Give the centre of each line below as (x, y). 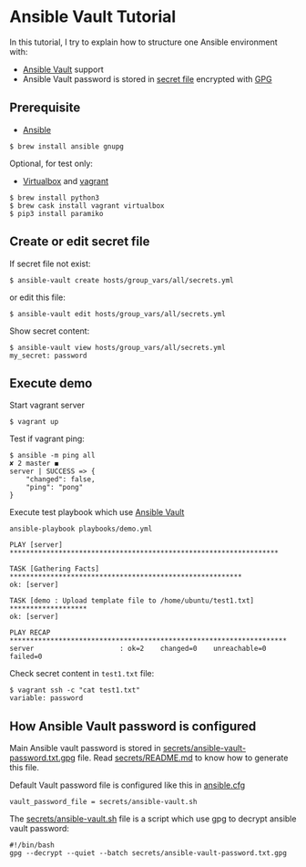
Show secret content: (50, 331)
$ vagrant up (34, 422)
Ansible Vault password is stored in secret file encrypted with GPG (147, 78)
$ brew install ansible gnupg (67, 146)
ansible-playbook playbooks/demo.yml (81, 529)
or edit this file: (37, 297)
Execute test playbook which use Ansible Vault (97, 512)
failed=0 (26, 657)
